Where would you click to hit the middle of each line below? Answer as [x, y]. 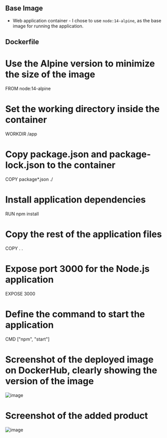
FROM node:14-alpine [28, 89]
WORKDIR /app [21, 134]
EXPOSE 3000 [20, 293]
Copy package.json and [56, 155]
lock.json [25, 165]
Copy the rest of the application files [84, 234]
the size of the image [50, 74]
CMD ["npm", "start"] [27, 339]
